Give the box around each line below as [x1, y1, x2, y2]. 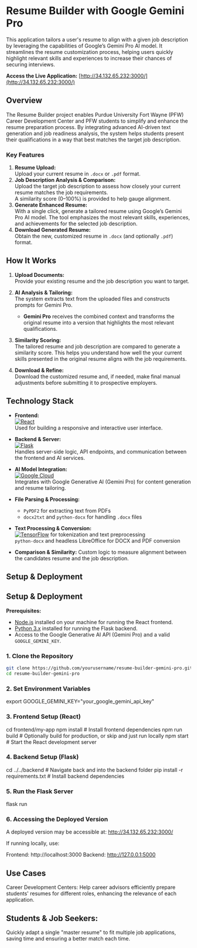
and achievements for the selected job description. [14, 220, 138, 227]
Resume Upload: [14, 164, 56, 171]
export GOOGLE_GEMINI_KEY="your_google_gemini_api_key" [6, 698, 154, 705]
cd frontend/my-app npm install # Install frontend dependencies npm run [6, 726, 183, 733]
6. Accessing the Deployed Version [6, 815, 108, 824]
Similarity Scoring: [14, 336, 62, 344]
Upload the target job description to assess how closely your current [14, 183, 181, 190]
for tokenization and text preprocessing [50, 531, 145, 538]
